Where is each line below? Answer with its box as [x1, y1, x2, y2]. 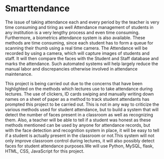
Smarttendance [5, 3, 70, 14]
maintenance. [5, 71, 33, 77]
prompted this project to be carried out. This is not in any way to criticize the [5, 101, 159, 107]
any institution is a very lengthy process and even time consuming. [5, 29, 140, 35]
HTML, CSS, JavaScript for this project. [5, 148, 85, 154]
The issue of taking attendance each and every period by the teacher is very [5, 19, 160, 25]
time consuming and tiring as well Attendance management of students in [5, 24, 154, 30]
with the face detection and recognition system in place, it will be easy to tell [5, 127, 160, 133]
